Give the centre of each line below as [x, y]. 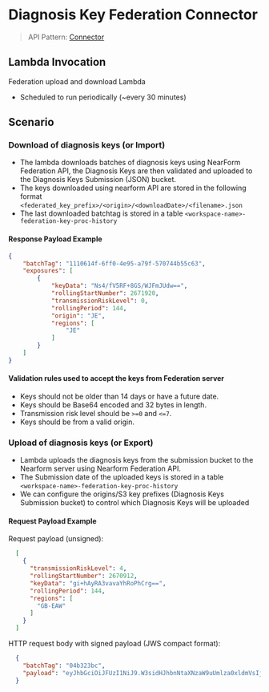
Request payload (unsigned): [56, 539]
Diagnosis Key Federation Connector [133, 15]
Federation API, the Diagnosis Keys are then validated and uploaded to [136, 171]
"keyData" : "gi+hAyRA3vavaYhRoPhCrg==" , [98, 583]
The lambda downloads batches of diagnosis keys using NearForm [130, 163]
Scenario [31, 122]
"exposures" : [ [48, 271]
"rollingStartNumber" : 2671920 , [105, 293]
